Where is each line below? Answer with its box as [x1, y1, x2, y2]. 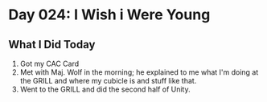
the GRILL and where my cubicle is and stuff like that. [19, 76, 197, 85]
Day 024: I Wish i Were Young [8, 6, 211, 24]
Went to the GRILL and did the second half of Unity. [19, 84, 191, 94]
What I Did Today [8, 38, 96, 51]
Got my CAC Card [19, 59, 80, 68]
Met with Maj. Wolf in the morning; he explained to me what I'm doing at [19, 67, 259, 77]
